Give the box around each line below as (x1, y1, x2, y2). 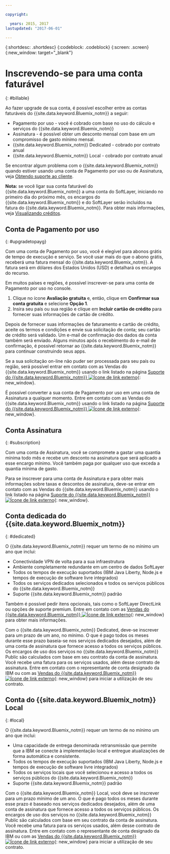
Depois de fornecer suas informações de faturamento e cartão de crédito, (5, 321, 160, 327)
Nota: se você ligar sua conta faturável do (5, 183, 93, 189)
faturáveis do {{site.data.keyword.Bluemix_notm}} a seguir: (5, 110, 129, 117)
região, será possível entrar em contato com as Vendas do (5, 363, 127, 369)
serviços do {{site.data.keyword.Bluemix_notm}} (12, 126, 114, 132)
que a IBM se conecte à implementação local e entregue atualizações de (12, 748, 165, 754)
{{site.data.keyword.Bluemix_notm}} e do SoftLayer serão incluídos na (5, 200, 152, 206)
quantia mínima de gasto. (5, 465, 58, 471)
